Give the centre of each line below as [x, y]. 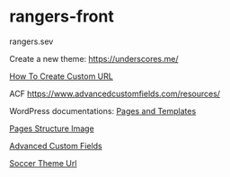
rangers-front [62, 17]
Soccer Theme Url [43, 163]
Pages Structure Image [52, 128]
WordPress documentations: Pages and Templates [103, 111]
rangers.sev [31, 41]
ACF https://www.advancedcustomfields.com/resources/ [115, 93]
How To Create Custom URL [62, 76]
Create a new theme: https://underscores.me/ [94, 58]
